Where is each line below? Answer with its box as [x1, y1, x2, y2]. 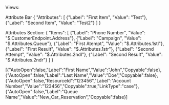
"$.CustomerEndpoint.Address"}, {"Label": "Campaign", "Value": [5, 35, 142, 41]
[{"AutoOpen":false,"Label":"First [5, 67, 75, 73]
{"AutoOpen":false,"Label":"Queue [5, 89, 78, 94]
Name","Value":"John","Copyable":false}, [76, 67, 162, 73]
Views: [5, 5, 19, 10]
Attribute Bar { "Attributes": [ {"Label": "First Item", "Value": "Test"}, [5, 14, 147, 20]
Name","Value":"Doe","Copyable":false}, [74, 72, 159, 78]
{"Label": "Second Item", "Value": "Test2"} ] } [5, 20, 101, 26]
